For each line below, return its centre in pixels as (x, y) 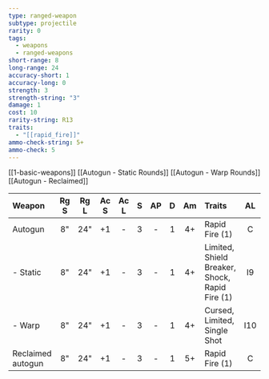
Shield (216, 257)
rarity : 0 (25, 30)
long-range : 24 (34, 68)
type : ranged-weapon (43, 16)
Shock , (217, 277)
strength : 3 (28, 90)
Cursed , (219, 311)
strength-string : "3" (44, 98)
